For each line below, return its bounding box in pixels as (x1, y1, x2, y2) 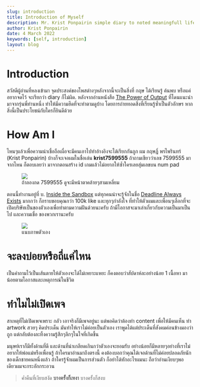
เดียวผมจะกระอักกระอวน (7, 362, 55, 369)
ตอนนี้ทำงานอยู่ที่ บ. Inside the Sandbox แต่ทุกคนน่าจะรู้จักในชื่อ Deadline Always (7, 190, 182, 197)
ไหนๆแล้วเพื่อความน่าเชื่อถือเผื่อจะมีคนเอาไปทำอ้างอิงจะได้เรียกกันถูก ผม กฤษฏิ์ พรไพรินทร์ (7, 148, 182, 155)
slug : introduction (7, 8, 55, 15)
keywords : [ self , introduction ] (7, 36, 87, 42)
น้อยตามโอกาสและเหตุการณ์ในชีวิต (7, 276, 75, 283)
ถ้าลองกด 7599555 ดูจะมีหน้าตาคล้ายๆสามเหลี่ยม (21, 178, 120, 185)
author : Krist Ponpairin (7, 25, 68, 31)
